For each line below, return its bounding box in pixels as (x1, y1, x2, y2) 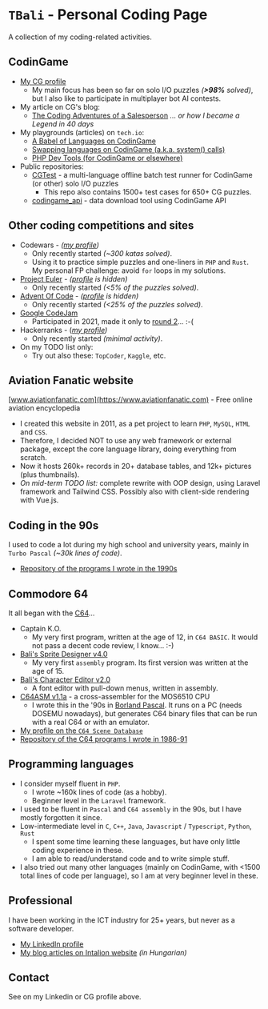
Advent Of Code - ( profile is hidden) (19, 290, 139, 301)
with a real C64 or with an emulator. (31, 718, 150, 727)
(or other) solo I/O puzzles (31, 178, 119, 188)
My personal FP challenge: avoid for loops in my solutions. (31, 266, 226, 275)
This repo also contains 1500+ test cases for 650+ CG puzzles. (43, 186, 252, 197)
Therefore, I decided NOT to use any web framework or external (19, 436, 232, 446)
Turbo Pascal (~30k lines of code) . (8, 548, 122, 558)
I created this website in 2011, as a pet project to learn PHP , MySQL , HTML (19, 418, 250, 429)
